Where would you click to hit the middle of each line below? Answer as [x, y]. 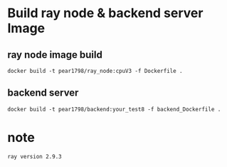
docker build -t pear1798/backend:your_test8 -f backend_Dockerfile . [114, 109]
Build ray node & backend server [105, 13]
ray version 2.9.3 [35, 156]
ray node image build [55, 55]
